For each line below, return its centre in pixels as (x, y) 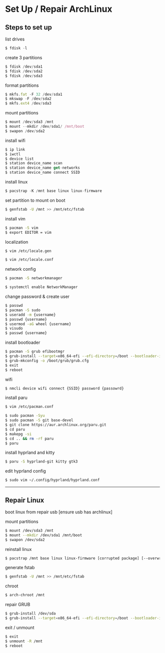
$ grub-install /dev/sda (30, 614)
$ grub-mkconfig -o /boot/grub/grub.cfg (47, 361)
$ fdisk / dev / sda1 (24, 67)
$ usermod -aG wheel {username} (38, 324)
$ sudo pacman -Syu (25, 416)
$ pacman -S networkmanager (34, 278)
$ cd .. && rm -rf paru (29, 438)
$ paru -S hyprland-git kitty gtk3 (41, 462)
